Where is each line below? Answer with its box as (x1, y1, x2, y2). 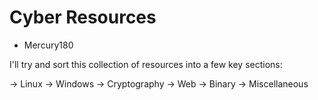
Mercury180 (23, 39, 74, 51)
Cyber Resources (9, 6, 157, 29)
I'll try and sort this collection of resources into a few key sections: (9, 58, 283, 70)
